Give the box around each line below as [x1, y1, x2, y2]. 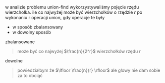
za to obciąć [17, 73, 43, 78]
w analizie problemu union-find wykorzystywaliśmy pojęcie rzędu [5, 4, 139, 10]
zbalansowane [5, 39, 35, 45]
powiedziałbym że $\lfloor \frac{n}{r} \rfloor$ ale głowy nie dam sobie [17, 67, 161, 73]
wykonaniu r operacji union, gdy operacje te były [5, 15, 105, 20]
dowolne [5, 58, 23, 63]
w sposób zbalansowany [12, 24, 63, 30]
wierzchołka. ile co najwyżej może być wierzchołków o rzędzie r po [5, 9, 143, 15]
